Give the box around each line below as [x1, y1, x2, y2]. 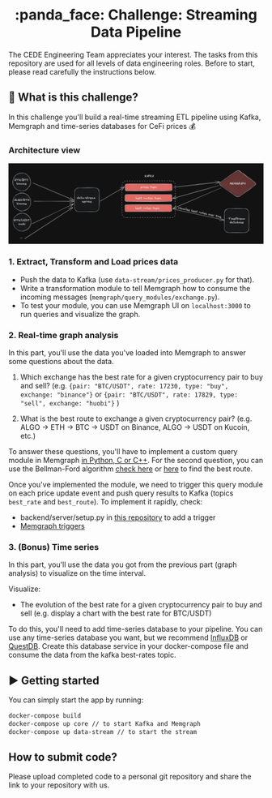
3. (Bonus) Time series [8, 542, 100, 553]
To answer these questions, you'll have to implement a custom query [8, 447, 238, 457]
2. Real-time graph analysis [8, 329, 119, 341]
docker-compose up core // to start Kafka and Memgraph [8, 720, 201, 728]
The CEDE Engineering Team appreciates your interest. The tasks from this [8, 49, 258, 59]
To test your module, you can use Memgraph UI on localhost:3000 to [19, 300, 251, 310]
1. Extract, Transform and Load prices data [8, 256, 179, 268]
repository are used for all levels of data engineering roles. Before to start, [8, 58, 255, 68]
